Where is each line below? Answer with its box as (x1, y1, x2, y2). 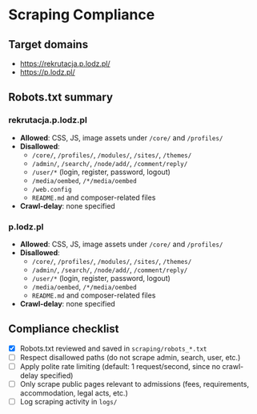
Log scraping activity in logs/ (19, 397, 118, 407)
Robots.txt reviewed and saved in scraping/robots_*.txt (19, 343, 207, 353)
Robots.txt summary (8, 91, 114, 104)
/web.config (31, 185, 72, 193)
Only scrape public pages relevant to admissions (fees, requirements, (19, 379, 250, 388)
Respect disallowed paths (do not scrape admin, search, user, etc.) (19, 352, 241, 362)
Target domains (8, 38, 89, 51)
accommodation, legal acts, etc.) (19, 388, 128, 398)
